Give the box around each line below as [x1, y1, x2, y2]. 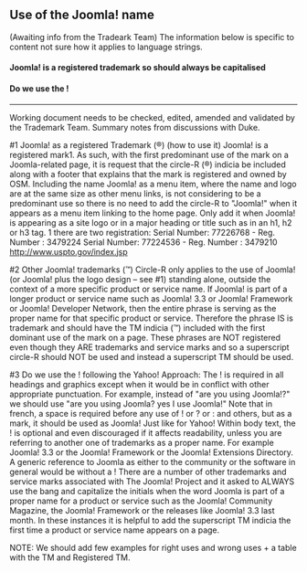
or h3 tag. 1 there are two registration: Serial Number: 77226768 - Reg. [9, 227, 276, 238]
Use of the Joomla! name [9, 7, 155, 23]
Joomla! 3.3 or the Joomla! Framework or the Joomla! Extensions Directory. [9, 447, 294, 458]
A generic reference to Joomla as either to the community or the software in [9, 456, 296, 467]
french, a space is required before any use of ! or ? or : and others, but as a [9, 408, 292, 418]
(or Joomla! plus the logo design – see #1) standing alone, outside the [9, 273, 271, 284]
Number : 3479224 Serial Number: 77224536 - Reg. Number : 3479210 [9, 237, 278, 248]
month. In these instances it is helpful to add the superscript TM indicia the [9, 514, 291, 525]
